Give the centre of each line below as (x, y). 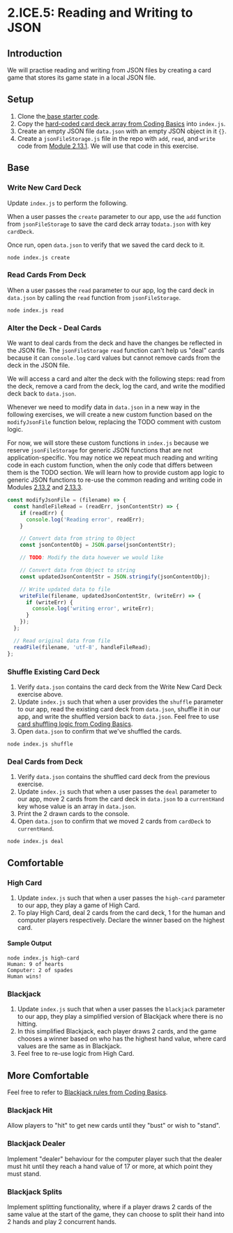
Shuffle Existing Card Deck (54, 672)
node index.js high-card (43, 958)
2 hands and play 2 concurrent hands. (62, 1222)
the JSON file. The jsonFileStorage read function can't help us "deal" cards (116, 351)
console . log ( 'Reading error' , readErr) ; (85, 520)
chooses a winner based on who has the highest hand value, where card (122, 1039)
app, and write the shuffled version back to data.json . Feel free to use (118, 716)
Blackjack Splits (35, 1192)
